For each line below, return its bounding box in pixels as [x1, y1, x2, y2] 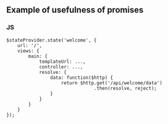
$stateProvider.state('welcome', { [6, 37, 97, 43]
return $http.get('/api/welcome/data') [60, 79, 163, 86]
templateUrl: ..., [38, 58, 86, 65]
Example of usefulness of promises [6, 5, 144, 15]
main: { [28, 53, 48, 59]
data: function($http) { [49, 75, 114, 81]
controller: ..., [38, 64, 84, 70]
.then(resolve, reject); [93, 85, 157, 91]
